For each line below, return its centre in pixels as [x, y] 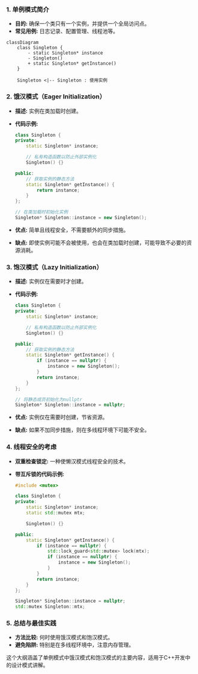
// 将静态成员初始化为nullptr [49, 399]
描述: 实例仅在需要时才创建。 [51, 281]
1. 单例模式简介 [28, 9]
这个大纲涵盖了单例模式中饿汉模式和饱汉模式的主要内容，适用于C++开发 [96, 658]
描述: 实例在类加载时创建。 [48, 111]
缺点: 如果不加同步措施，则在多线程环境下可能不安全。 [82, 430]
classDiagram [22, 43]
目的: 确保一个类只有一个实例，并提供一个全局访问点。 [82, 24]
